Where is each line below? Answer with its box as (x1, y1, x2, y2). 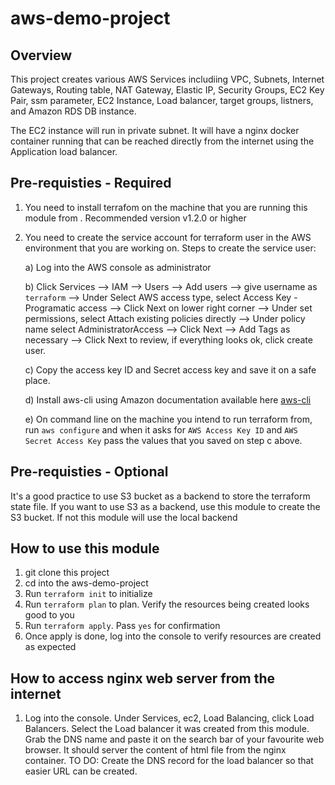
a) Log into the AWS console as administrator (24, 261, 212, 273)
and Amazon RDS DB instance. (10, 105, 137, 117)
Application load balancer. (10, 146, 118, 157)
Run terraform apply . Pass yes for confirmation (24, 620, 221, 632)
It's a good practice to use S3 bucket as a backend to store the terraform (10, 490, 311, 502)
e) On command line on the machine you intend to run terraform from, (24, 413, 313, 425)
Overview (10, 47, 73, 64)
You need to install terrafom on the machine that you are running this (24, 201, 308, 213)
